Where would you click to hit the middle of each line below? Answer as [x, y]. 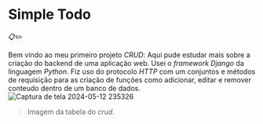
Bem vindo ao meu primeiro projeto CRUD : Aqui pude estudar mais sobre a [130, 55]
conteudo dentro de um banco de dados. [75, 88]
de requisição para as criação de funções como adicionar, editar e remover [130, 79]
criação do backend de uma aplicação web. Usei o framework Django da [126, 63]
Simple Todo [50, 15]
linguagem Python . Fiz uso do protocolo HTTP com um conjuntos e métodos [132, 71]
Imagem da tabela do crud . [71, 111]
